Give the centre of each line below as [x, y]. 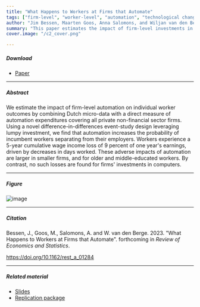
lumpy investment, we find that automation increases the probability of [93, 133]
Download [19, 58]
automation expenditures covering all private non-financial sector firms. [94, 120]
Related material [27, 276]
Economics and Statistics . [38, 246]
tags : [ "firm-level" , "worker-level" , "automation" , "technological [93, 17]
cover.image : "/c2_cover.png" [44, 34]
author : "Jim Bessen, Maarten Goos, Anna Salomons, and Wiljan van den [97, 23]
